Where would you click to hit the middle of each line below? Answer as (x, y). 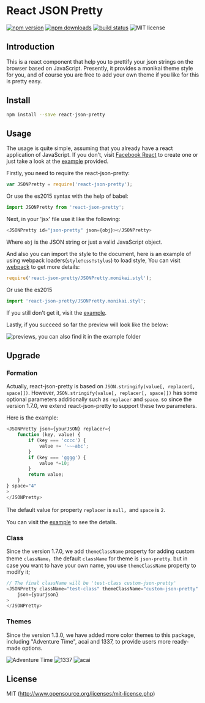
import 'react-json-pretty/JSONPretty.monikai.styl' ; (76, 301)
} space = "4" (21, 486)
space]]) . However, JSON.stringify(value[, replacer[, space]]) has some (102, 393)
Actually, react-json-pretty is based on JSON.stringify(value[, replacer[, (101, 386)
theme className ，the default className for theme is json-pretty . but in (97, 558)
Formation (22, 373)
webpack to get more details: (43, 266)
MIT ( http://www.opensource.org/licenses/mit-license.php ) (81, 694)
